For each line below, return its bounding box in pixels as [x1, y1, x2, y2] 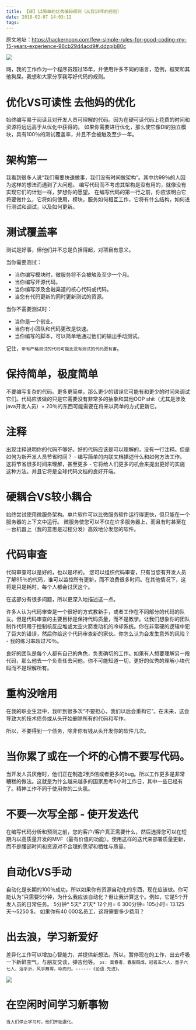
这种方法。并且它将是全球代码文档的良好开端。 [6, 468, 118, 475]
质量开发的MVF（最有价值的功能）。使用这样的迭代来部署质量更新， [26, 835, 188, 842]
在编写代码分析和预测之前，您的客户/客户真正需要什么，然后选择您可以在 [6, 828, 182, 835]
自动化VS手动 [6, 865, 72, 879]
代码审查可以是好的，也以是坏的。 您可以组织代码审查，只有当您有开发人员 [6, 569, 187, 576]
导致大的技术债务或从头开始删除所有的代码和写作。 [6, 715, 129, 722]
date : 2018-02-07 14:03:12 [6, 14, 72, 20]
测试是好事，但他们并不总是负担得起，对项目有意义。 [6, 246, 134, 253]
